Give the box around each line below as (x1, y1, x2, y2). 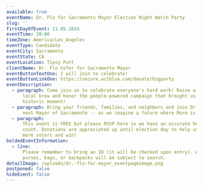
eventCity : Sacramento (6, 48, 63, 54)
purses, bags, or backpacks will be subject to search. (22, 154, 166, 160)
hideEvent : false (6, 171, 50, 178)
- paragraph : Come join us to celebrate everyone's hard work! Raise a (11, 87, 196, 93)
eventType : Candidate (6, 43, 61, 49)
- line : (11, 143, 31, 150)
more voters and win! (22, 132, 77, 139)
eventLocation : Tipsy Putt (6, 59, 74, 65)
